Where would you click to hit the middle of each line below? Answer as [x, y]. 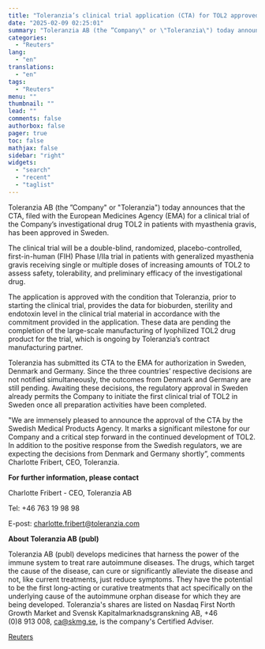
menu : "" [22, 97]
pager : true [28, 133]
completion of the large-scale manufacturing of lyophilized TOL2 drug [122, 330]
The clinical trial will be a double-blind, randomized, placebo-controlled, [125, 248]
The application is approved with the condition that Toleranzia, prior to [122, 297]
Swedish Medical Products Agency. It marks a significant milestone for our [129, 428]
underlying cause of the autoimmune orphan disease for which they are [125, 596]
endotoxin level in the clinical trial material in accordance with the [114, 313]
